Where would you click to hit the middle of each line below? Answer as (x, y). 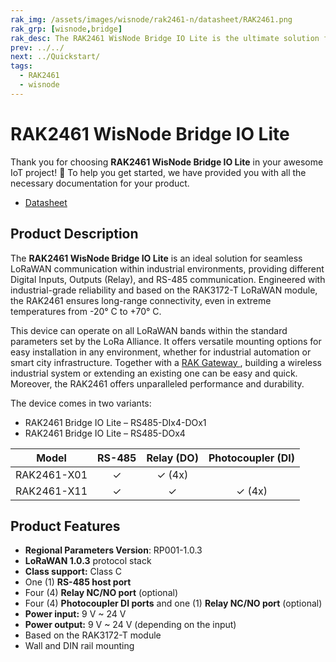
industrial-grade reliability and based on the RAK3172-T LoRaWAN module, (164, 290)
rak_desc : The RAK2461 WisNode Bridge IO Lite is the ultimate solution (165, 38)
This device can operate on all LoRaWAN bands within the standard (149, 330)
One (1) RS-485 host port (78, 582)
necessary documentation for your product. (100, 183)
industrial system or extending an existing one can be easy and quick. (154, 373)
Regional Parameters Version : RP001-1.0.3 (113, 550)
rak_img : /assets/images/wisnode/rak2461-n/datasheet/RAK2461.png (151, 19)
